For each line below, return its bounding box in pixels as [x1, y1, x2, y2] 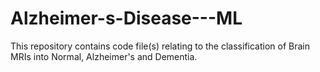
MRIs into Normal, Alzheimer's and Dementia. [10, 50, 198, 62]
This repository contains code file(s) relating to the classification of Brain [10, 40, 310, 52]
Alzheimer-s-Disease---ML [10, 7, 243, 30]
